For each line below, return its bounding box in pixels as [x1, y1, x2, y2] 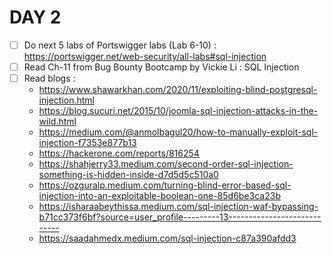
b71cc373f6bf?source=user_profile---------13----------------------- [38, 211, 322, 223]
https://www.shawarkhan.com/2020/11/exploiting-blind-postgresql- [38, 84, 318, 96]
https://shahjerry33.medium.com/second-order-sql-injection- [38, 158, 294, 170]
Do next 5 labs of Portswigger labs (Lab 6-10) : [23, 39, 217, 51]
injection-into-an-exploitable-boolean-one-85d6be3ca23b [38, 190, 281, 202]
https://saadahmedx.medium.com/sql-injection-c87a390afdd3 [38, 232, 297, 245]
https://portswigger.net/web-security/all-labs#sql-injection [23, 51, 267, 62]
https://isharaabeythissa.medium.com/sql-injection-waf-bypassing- [38, 201, 319, 213]
